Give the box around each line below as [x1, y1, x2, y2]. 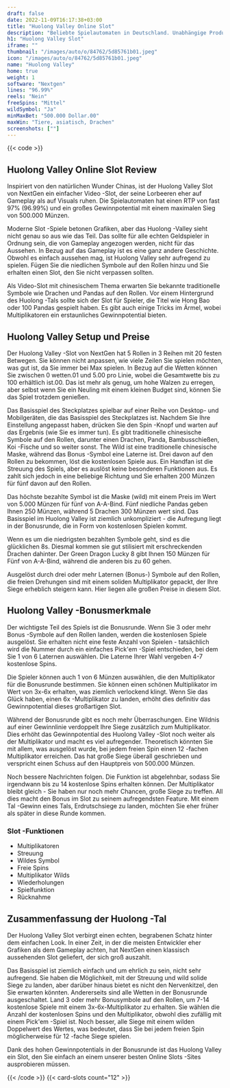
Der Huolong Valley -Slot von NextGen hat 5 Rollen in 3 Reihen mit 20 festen [7, 349, 222, 357]
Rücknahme [16, 893, 51, 901]
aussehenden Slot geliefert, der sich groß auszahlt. [7, 953, 151, 961]
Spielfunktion [16, 886, 55, 894]
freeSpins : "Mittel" [7, 100, 66, 107]
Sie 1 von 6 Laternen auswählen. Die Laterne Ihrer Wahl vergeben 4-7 [7, 652, 203, 660]
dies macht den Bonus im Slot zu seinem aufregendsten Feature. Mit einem [7, 795, 219, 803]
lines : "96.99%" [7, 87, 53, 93]
